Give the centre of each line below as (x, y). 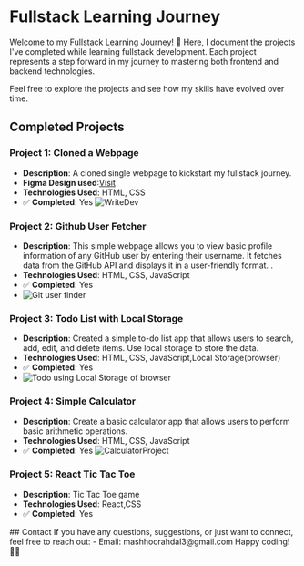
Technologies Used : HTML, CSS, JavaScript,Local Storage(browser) (152, 358)
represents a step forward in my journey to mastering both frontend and (144, 61)
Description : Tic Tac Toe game (81, 494)
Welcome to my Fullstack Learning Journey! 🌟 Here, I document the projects (152, 42)
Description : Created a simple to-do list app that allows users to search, (158, 338)
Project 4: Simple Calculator (73, 401)
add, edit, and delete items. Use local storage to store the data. (141, 348)
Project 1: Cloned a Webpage (74, 153)
